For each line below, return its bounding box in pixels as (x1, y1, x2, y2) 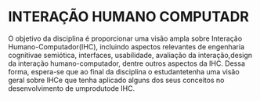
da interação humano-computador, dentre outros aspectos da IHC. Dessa (8, 59, 245, 68)
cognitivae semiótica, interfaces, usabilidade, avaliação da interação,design (8, 50, 253, 60)
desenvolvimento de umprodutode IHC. (8, 83, 135, 93)
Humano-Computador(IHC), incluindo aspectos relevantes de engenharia (8, 41, 245, 51)
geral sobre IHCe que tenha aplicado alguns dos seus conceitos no (8, 75, 225, 85)
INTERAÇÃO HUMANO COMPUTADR (8, 8, 249, 26)
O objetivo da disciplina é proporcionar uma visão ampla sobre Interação (8, 34, 243, 43)
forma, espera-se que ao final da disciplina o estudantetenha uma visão (8, 67, 240, 76)
